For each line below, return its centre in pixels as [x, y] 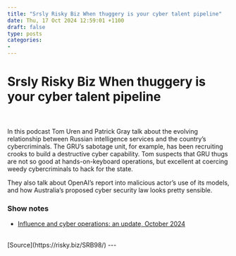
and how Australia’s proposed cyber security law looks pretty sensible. [110, 190]
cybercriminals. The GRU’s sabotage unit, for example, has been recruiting [115, 146]
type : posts [25, 34]
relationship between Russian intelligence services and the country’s [107, 139]
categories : [25, 40]
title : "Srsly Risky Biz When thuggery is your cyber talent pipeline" [114, 14]
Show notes [28, 208]
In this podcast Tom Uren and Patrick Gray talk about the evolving [103, 131]
